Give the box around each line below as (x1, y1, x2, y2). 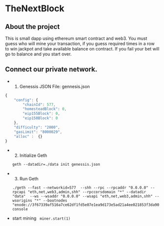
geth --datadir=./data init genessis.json (12, 162, 100, 167)
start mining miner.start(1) (12, 215, 71, 221)
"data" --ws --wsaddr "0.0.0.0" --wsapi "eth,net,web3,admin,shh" (12, 194, 153, 199)
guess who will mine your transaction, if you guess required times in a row (5, 41, 155, 47)
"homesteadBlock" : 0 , (23, 106, 67, 112)
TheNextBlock (5, 3, 65, 14)
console (12, 207, 28, 212)
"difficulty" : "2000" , (14, 125, 60, 130)
